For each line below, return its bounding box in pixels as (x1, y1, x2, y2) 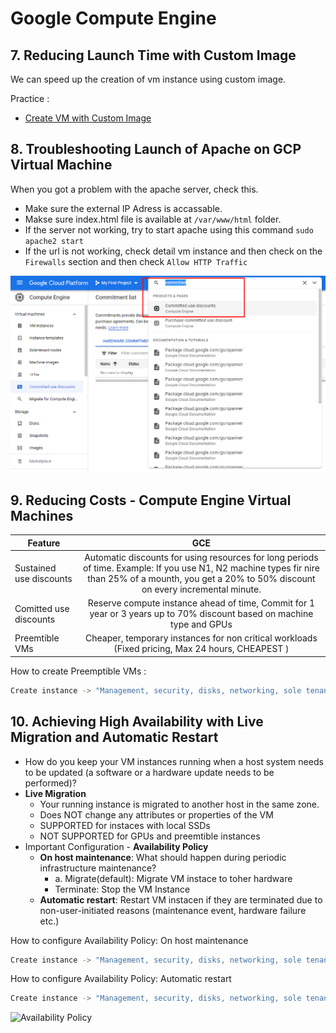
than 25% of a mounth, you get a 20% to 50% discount (87, 572, 316, 584)
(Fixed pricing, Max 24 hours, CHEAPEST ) (113, 643, 290, 655)
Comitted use (14, 602, 70, 614)
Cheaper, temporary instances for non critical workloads (85, 632, 318, 644)
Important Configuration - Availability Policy (24, 840, 209, 852)
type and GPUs (170, 618, 233, 631)
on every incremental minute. (141, 583, 262, 595)
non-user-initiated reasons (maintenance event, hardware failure (39, 904, 307, 916)
